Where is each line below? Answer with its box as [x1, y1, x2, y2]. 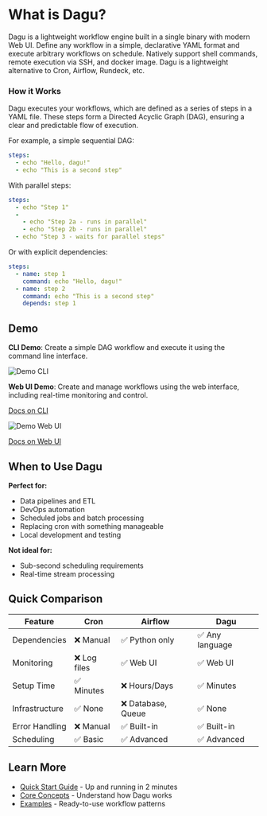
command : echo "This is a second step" [22, 292, 155, 300]
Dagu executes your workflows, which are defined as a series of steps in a [8, 103, 253, 113]
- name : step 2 [15, 285, 66, 293]
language [197, 639, 233, 650]
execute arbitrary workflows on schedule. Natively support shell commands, [8, 49, 258, 58]
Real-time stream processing [19, 569, 115, 578]
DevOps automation [19, 504, 86, 514]
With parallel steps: [8, 181, 72, 190]
